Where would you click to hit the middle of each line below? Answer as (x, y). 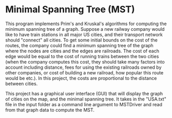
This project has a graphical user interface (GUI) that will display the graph (84, 93)
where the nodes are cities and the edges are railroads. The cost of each (82, 51)
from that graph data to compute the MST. (50, 110)
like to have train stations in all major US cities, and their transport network (84, 34)
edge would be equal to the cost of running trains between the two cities (82, 56)
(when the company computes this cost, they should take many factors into (85, 62)
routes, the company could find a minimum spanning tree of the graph (80, 45)
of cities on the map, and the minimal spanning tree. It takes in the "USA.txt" (86, 99)
